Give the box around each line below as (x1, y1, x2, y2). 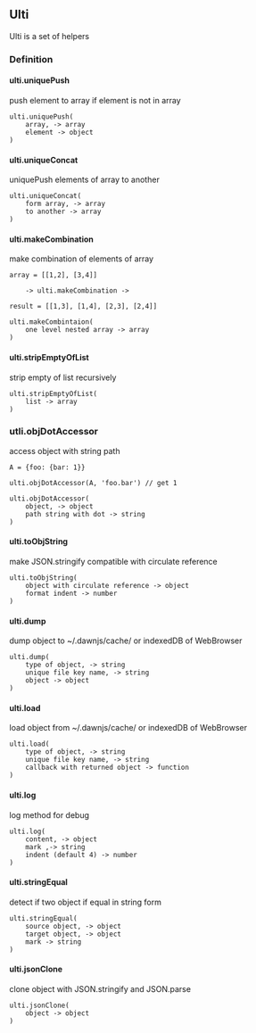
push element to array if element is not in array (9, 95, 181, 105)
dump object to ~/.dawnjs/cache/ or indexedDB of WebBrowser (9, 635, 243, 646)
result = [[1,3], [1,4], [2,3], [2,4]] (9, 302, 158, 311)
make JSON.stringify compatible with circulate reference (9, 557, 219, 567)
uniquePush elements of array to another (9, 174, 161, 186)
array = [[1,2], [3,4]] (9, 271, 98, 280)
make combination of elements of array (9, 253, 154, 264)
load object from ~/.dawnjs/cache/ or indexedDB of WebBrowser (9, 723, 248, 733)
